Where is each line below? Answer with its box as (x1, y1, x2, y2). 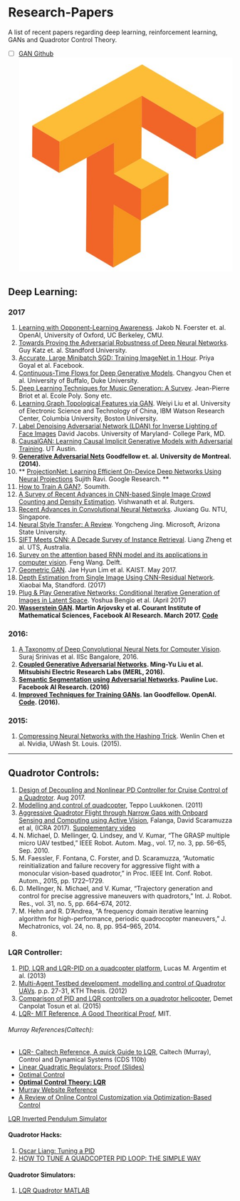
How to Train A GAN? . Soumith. (18, 482, 110, 490)
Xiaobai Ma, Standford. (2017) (18, 580, 106, 589)
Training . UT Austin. (18, 444, 78, 453)
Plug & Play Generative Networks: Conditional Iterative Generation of (18, 588, 220, 597)
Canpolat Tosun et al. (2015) (18, 1001, 102, 1010)
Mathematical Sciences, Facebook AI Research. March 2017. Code (18, 611, 219, 619)
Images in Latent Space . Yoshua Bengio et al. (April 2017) (18, 596, 187, 604)
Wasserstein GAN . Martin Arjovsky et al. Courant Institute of (18, 603, 202, 612)
